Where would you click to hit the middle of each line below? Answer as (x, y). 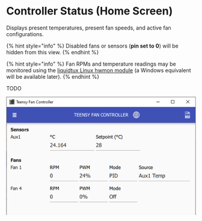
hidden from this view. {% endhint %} (53, 52)
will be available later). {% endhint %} (53, 76)
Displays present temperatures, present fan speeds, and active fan (89, 28)
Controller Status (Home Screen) (90, 11)
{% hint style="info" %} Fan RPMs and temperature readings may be (91, 64)
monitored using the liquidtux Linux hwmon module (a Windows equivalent (99, 70)
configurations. (25, 34)
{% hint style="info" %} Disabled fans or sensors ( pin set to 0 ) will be (93, 46)
